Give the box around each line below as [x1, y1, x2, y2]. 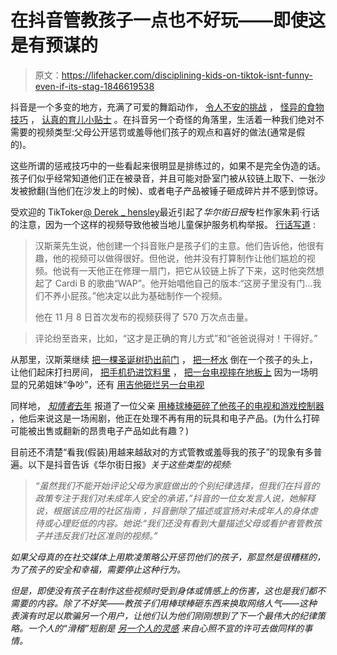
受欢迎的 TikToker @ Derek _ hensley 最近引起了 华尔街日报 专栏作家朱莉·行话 [10, 206, 320, 218]
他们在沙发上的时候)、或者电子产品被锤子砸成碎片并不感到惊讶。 [57, 184, 324, 196]
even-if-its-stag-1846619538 [34, 80, 155, 92]
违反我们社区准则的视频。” [52, 529, 158, 541]
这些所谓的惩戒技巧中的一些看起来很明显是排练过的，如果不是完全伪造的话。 [10, 159, 326, 171]
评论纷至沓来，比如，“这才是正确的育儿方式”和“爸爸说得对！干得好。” [34, 332, 318, 344]
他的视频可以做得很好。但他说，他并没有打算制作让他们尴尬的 [52, 252, 307, 264]
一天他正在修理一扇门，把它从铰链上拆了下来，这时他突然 [78, 264, 316, 276]
